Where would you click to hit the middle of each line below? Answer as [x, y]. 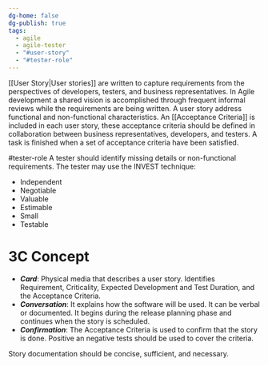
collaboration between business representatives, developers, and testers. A [133, 133]
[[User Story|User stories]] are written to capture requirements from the [127, 83]
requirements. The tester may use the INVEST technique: [102, 166]
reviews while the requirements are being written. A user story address [125, 108]
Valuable [34, 199]
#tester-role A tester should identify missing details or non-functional [122, 157]
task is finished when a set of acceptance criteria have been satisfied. [124, 142]
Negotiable [38, 190]
